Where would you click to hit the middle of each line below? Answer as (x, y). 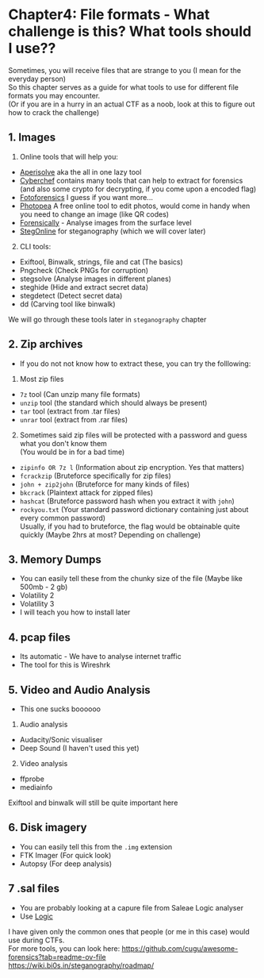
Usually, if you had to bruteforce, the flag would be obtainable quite (130, 526)
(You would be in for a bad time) (72, 452)
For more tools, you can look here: (64, 948)
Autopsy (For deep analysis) (66, 864)
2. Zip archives (46, 344)
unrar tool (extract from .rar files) (74, 419)
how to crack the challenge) (54, 112)
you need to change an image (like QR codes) (94, 214)
